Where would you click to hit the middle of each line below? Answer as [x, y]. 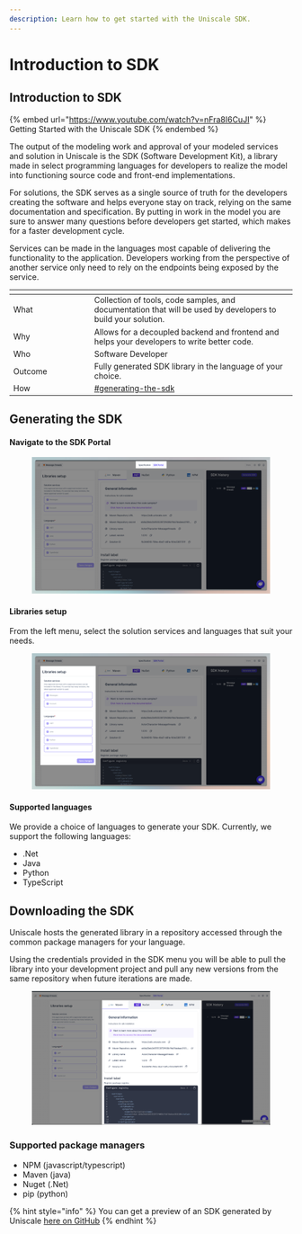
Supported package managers [77, 1145]
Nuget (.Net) [45, 1184]
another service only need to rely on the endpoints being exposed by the [144, 267]
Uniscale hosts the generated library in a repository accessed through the [146, 933]
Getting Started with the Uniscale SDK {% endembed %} [114, 129]
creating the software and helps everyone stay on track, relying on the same [151, 201]
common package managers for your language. [98, 942]
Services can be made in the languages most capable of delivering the [140, 248]
